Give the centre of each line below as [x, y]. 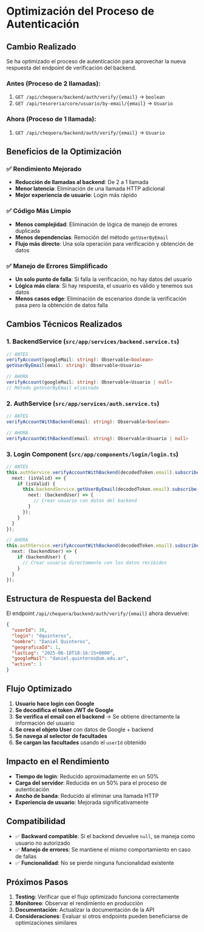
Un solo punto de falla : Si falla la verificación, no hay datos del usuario [104, 279]
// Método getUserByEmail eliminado [53, 388]
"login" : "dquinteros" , [42, 636]
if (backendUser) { [42, 557]
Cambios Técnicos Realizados [64, 324]
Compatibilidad [36, 821]
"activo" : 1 [27, 664]
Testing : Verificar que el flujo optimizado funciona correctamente [97, 897]
